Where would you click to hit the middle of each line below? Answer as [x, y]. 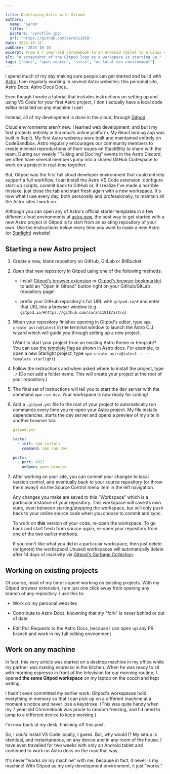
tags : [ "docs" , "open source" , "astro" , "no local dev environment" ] [80, 62]
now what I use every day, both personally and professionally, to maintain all [85, 196]
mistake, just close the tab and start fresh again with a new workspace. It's [83, 191]
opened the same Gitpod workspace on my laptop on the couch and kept [82, 678]
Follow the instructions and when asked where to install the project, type [88, 368]
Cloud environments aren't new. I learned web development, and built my [81, 127]
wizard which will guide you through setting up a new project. [77, 333]
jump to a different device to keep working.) [51, 715]
